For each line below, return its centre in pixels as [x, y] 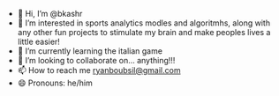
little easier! [38, 41]
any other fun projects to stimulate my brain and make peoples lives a [144, 32]
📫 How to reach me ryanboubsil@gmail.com [99, 70]
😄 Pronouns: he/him [55, 83]
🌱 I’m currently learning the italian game [90, 51]
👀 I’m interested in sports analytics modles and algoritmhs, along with [144, 23]
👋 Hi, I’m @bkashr [50, 14]
